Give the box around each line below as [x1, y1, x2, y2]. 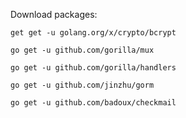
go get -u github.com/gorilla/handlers [10, 63, 177, 73]
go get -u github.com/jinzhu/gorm [10, 80, 155, 90]
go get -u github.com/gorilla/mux [10, 45, 155, 55]
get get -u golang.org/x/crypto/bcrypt [10, 28, 177, 38]
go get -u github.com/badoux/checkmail [10, 98, 177, 108]
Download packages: [10, 9, 98, 20]
